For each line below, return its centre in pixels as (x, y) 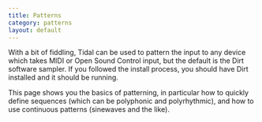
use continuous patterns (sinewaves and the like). (89, 109)
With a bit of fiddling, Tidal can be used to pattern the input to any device (127, 53)
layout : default (35, 30)
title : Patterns (35, 15)
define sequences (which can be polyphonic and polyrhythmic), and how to (131, 101)
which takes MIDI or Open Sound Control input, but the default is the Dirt (126, 61)
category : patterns (40, 23)
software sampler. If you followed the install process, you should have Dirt (128, 69)
